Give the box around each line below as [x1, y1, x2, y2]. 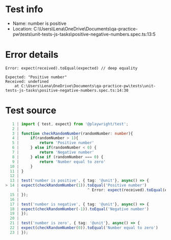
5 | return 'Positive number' [12, 141, 95, 146]
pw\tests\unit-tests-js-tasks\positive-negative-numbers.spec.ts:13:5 [12, 31, 156, 37]
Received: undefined [5, 79, 49, 84]
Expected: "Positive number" [5, 75, 67, 80]
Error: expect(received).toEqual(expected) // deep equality [5, 65, 138, 71]
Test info [5, 4, 43, 15]
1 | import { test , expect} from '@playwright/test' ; [12, 121, 129, 126]
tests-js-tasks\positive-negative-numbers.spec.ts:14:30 [5, 88, 129, 93]
